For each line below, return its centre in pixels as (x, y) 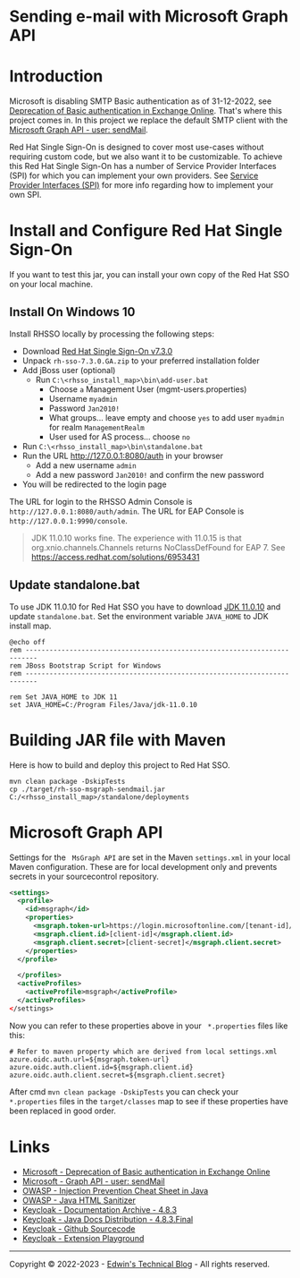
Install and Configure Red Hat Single (146, 231)
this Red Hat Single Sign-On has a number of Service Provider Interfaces (143, 166)
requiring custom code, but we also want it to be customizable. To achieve (146, 157)
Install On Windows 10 (72, 312)
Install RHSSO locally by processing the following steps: (112, 334)
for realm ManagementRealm (96, 427)
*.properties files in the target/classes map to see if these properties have (149, 1101)
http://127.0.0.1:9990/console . (68, 520)
